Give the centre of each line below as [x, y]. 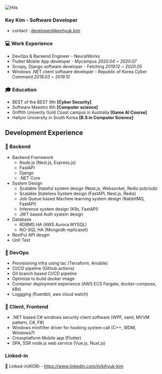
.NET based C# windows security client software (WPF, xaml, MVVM [81, 317]
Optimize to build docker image [43, 278]
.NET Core [30, 178]
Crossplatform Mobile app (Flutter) [47, 338]
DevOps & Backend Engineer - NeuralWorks [56, 56]
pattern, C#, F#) [28, 322]
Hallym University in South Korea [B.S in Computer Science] [73, 117]
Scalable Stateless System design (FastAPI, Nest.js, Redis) [78, 193]
